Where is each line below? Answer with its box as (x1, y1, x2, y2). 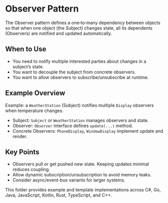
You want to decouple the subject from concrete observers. (12, 69, 136, 75)
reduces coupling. (12, 166, 50, 172)
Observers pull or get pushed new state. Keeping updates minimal (12, 161, 149, 167)
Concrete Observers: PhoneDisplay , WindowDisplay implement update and (12, 128, 163, 134)
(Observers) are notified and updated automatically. (5, 30, 112, 36)
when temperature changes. (5, 108, 64, 114)
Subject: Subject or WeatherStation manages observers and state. (12, 117, 149, 123)
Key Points (5, 148, 40, 156)
